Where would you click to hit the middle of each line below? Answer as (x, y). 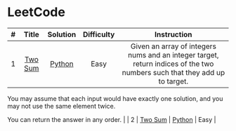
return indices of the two (173, 64)
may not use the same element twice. (61, 106)
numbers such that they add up (173, 72)
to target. (173, 81)
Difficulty (99, 34)
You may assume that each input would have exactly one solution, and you (115, 98)
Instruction (173, 34)
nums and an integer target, (173, 55)
